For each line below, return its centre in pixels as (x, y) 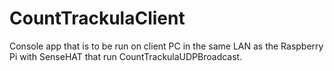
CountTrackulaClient (97, 18)
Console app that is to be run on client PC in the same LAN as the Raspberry (166, 46)
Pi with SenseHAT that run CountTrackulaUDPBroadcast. (126, 56)
